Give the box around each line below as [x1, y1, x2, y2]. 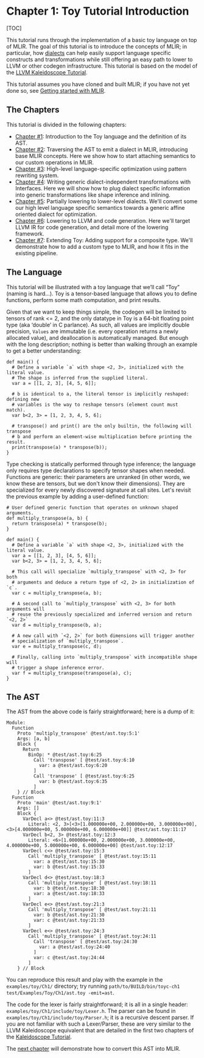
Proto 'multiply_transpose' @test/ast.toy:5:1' [17, 730, 140, 736]
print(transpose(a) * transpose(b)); [12, 444, 108, 450]
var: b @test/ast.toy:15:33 [33, 864, 105, 870]
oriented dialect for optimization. [15, 211, 97, 218]
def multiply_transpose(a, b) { [6, 515, 88, 521]
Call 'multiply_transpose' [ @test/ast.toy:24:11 [28, 934, 157, 940]
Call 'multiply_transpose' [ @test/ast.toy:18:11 [28, 880, 157, 886]
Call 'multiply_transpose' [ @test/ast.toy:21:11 [28, 907, 157, 913]
